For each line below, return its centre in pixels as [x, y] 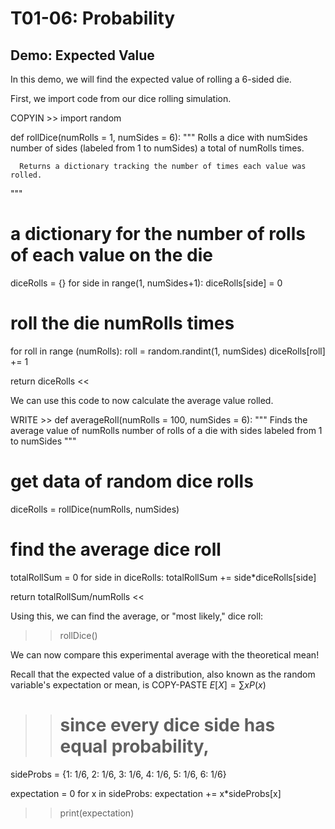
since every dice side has [167, 724]
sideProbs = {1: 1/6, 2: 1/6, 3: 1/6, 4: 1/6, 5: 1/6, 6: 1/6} [118, 774]
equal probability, [134, 746]
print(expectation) [97, 813]
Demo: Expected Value [82, 55]
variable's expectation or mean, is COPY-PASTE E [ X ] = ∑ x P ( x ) [138, 684]
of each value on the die [112, 255]
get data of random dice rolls [132, 481]
